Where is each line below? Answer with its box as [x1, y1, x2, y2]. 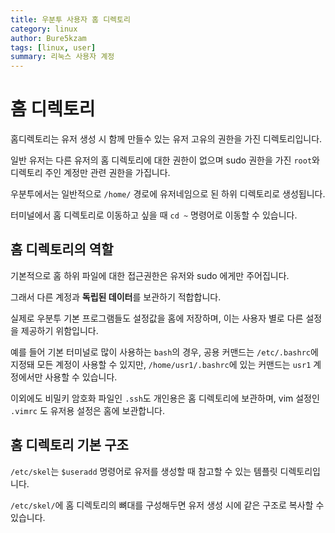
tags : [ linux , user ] [10, 42, 97, 53]
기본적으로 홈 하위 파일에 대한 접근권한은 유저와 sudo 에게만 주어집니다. [10, 269, 290, 281]
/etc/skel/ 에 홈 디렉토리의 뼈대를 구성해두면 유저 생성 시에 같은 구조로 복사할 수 [10, 499, 325, 511]
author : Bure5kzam [10, 33, 87, 43]
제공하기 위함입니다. [20, 324, 99, 336]
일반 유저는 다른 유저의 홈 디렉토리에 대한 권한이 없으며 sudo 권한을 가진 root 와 [10, 154, 320, 166]
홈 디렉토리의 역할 [10, 241, 114, 258]
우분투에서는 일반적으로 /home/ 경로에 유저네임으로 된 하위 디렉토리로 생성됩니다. [10, 188, 326, 200]
